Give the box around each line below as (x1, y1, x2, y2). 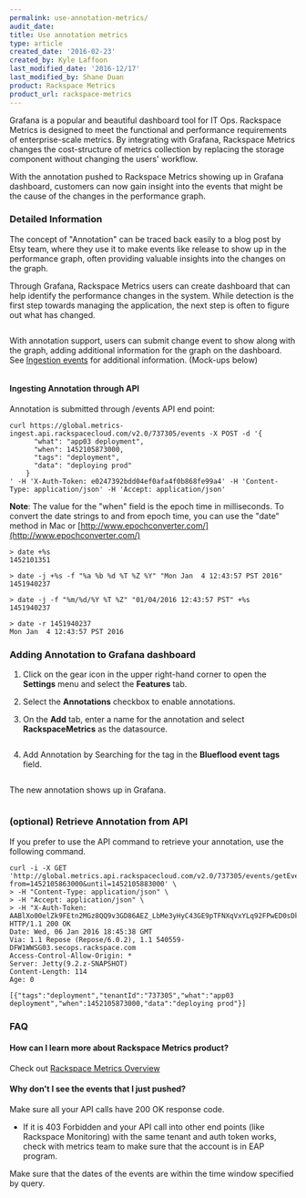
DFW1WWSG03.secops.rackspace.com (9, 943, 137, 952)
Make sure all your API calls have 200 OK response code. (9, 1103, 225, 1114)
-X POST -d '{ (209, 429, 262, 438)
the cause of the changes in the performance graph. (9, 190, 207, 201)
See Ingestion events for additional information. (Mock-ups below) (9, 354, 258, 365)
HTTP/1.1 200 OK (9, 919, 71, 928)
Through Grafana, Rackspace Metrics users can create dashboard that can (9, 280, 291, 292)
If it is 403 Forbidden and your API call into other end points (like (22, 1121, 265, 1132)
